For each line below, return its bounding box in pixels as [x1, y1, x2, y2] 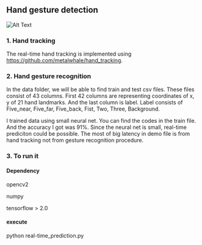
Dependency [6, 167, 40, 174]
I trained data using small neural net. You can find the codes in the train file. [6, 117, 197, 125]
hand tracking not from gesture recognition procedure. [6, 137, 144, 144]
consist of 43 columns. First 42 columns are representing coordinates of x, [6, 92, 195, 100]
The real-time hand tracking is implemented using [6, 50, 132, 57]
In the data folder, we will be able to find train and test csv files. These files [6, 86, 195, 93]
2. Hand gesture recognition [6, 72, 92, 81]
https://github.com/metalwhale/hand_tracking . [6, 57, 123, 64]
